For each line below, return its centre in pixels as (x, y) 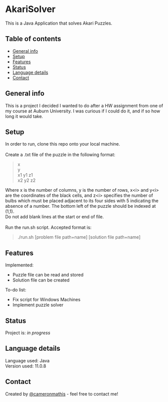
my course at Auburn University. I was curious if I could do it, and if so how (83, 111)
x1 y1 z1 (25, 175)
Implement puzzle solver (38, 305)
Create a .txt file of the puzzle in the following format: (60, 155)
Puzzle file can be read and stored (48, 275)
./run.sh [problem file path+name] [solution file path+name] (79, 237)
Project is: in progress (28, 333)
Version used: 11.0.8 (26, 366)
